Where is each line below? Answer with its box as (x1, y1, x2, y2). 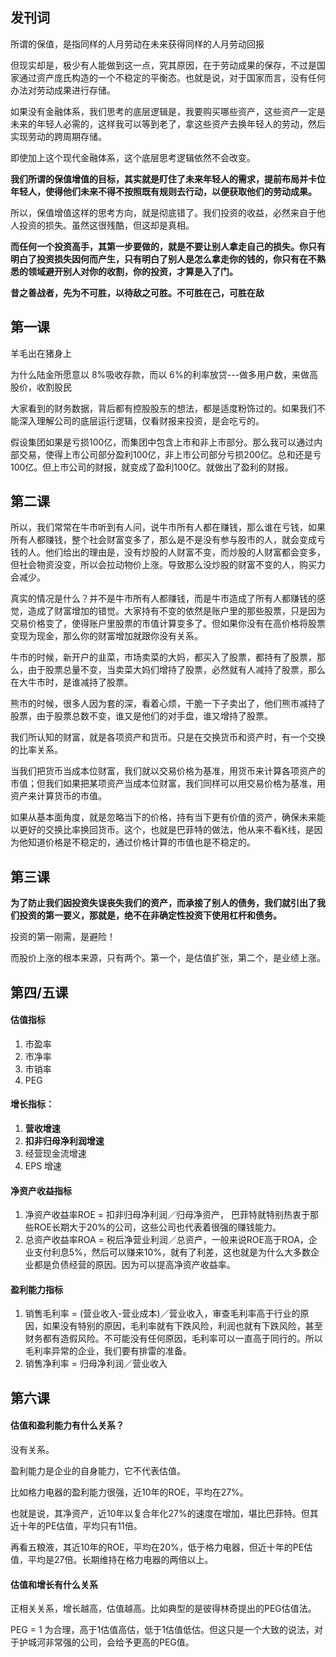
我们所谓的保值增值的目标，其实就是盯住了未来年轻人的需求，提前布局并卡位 (10, 173, 326, 185)
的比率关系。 (10, 744, 63, 756)
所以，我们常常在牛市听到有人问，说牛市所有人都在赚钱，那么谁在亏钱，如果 (10, 521, 326, 533)
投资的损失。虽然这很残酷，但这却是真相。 (18, 219, 195, 231)
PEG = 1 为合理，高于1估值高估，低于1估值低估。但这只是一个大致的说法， (10, 1624, 315, 1636)
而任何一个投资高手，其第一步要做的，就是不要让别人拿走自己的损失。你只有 (10, 240, 326, 252)
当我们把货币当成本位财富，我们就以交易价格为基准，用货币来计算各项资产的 (10, 765, 326, 777)
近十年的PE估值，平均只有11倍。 (10, 1520, 143, 1532)
